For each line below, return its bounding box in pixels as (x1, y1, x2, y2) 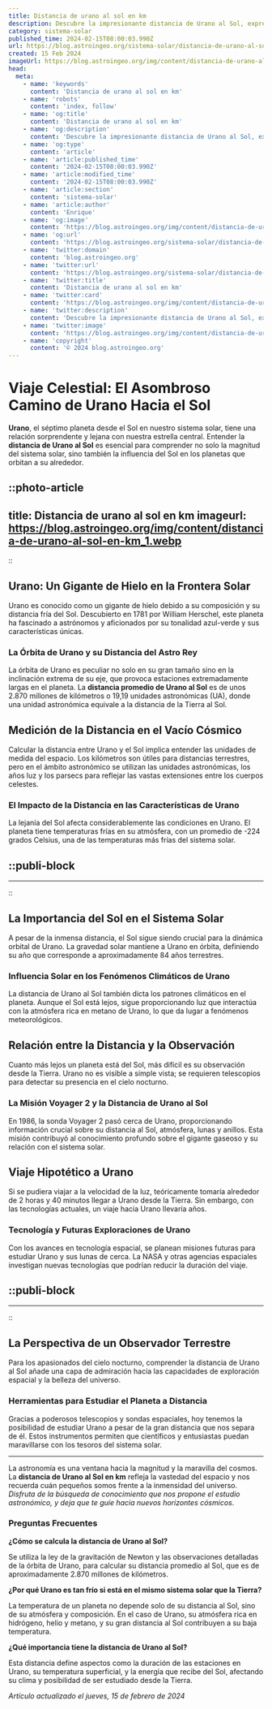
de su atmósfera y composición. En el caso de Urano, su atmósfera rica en (8, 1609, 257, 1619)
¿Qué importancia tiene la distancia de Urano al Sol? (8, 1642, 188, 1652)
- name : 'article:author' (23, 201, 111, 209)
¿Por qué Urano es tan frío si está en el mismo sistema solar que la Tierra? (8, 1585, 262, 1595)
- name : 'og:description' (23, 125, 111, 133)
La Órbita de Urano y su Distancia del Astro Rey (8, 647, 198, 658)
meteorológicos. (8, 1015, 63, 1025)
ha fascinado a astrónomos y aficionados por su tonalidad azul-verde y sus (8, 618, 260, 628)
